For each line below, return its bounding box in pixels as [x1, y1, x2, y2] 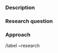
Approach [5, 31, 31, 38]
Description [5, 4, 35, 11]
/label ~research [5, 42, 40, 49]
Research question [5, 17, 53, 24]
